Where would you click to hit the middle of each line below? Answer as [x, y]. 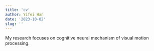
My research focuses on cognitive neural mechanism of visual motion [77, 38]
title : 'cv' [18, 10]
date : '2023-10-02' [26, 19]
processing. [18, 43]
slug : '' [14, 24]
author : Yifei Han [24, 14]
